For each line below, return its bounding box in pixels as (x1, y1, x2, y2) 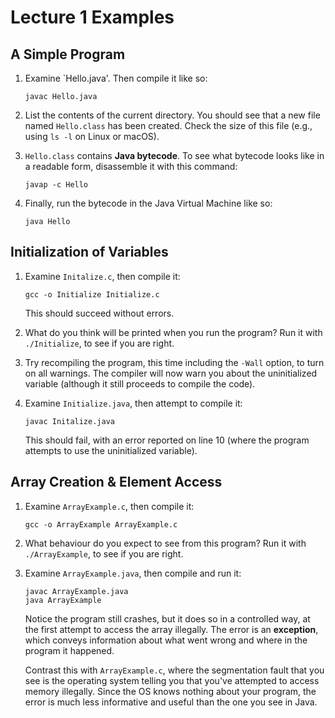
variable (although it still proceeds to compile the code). (24, 377, 256, 390)
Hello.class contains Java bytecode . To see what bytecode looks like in (24, 150, 325, 161)
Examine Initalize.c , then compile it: (24, 270, 181, 282)
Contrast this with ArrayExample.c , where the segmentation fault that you (24, 664, 325, 676)
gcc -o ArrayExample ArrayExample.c (24, 519, 178, 530)
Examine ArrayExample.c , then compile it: (24, 500, 195, 512)
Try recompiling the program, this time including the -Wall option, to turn (24, 356, 325, 368)
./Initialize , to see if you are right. (24, 337, 175, 349)
